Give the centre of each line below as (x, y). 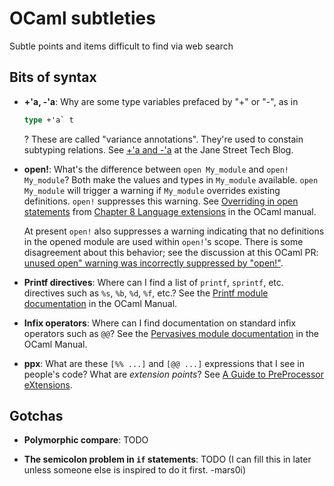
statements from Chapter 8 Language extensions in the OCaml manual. (170, 211)
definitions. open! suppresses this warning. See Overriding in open (161, 201)
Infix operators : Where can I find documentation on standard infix (160, 323)
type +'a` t (48, 120)
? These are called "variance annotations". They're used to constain (163, 139)
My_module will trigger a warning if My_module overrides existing (152, 190)
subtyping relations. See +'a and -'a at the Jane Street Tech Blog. (158, 149)
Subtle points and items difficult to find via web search (121, 46)
